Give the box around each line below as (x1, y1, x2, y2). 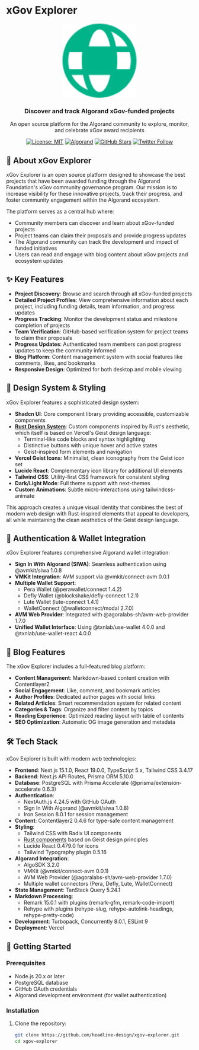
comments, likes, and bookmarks (14, 359, 96, 367)
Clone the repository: (14, 1020, 67, 1027)
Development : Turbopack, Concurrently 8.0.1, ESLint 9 (14, 918, 148, 925)
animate (14, 492, 35, 499)
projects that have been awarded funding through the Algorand (6, 177, 161, 184)
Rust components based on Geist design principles (23, 836, 148, 843)
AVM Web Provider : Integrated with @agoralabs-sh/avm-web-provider (14, 611, 189, 618)
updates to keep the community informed (14, 346, 116, 354)
